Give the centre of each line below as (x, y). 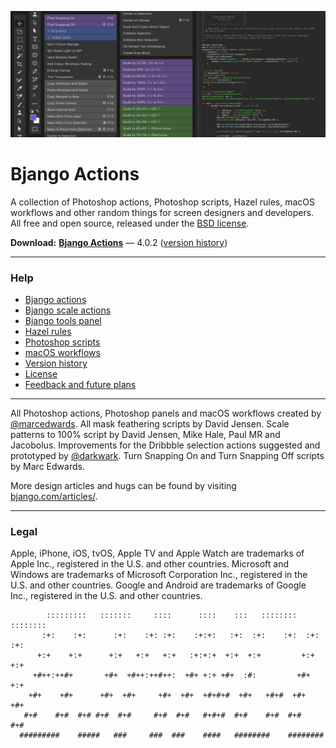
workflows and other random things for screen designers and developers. (162, 212)
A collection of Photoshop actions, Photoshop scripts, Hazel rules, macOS (163, 202)
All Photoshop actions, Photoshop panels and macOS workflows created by (166, 413)
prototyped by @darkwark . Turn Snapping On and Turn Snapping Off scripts (167, 456)
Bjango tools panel (63, 321)
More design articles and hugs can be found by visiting (123, 486)
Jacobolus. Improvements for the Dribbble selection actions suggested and (165, 445)
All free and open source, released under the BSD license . (130, 223)
